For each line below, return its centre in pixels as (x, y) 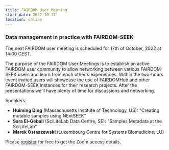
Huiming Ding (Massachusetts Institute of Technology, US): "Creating (86, 110)
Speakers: (16, 100)
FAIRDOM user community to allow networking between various (73, 69)
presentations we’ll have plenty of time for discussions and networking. (80, 91)
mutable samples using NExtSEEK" (49, 115)
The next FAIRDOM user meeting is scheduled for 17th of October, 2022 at (83, 48)
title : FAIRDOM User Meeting (36, 10)
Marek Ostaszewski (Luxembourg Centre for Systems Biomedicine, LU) (88, 132)
